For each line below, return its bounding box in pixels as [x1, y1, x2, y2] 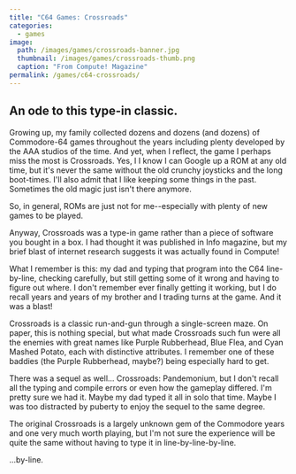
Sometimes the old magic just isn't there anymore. [9, 183, 193, 194]
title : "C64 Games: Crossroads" [9, 12, 128, 22]
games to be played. [9, 210, 84, 221]
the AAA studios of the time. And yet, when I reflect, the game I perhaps [9, 145, 271, 156]
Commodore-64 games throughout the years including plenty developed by [9, 136, 285, 147]
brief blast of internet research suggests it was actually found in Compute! [9, 245, 280, 257]
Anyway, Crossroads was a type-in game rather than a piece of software [9, 227, 274, 237]
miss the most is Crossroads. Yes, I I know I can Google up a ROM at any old [9, 155, 287, 166]
